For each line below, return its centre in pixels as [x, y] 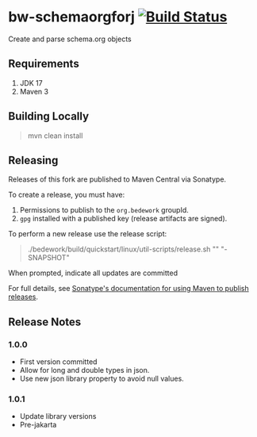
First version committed [58, 362]
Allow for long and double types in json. [84, 370]
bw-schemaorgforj [71, 17]
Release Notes [45, 322]
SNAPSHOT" [48, 258]
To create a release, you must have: [67, 195]
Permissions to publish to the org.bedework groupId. [104, 210]
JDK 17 [31, 82]
